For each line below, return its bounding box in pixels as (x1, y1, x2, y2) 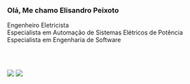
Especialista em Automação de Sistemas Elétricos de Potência (7, 28, 183, 36)
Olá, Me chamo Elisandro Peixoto (7, 6, 119, 15)
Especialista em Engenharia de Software (7, 36, 121, 44)
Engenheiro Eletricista (7, 21, 69, 30)
